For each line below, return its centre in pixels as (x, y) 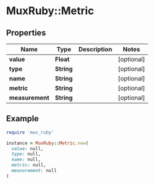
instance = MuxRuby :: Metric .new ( (47, 143)
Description (95, 49)
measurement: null (34, 171)
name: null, (26, 160)
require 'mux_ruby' (30, 132)
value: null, (28, 149)
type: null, (26, 154)
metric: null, (29, 165)
